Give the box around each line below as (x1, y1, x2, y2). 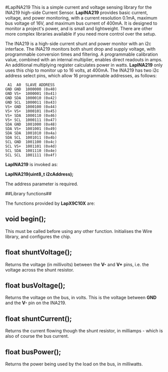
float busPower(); (5, 347, 61, 356)
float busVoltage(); (5, 281, 66, 290)
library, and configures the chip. (5, 233, 71, 239)
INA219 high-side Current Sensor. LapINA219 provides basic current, (5, 10, 148, 16)
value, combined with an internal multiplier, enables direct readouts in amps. (5, 57, 163, 62)
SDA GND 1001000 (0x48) (5, 122, 57, 127)
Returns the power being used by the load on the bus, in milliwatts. (5, 361, 143, 367)
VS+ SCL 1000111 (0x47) (5, 117, 57, 122)
